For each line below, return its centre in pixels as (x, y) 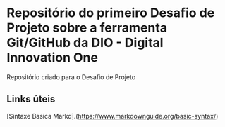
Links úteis (31, 99)
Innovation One (52, 58)
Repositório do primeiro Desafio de (111, 13)
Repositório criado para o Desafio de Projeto (71, 77)
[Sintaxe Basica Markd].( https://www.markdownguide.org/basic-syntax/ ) (112, 116)
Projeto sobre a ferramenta (87, 28)
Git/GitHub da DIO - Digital (85, 43)
